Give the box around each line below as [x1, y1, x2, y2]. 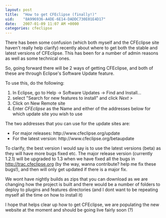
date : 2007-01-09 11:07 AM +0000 [5, 21, 79, 26]
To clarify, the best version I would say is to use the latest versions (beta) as [5, 145, 161, 151]
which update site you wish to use [12, 111, 83, 117]
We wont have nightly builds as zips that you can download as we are [5, 176, 148, 182]
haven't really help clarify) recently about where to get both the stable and [5, 45, 158, 51]
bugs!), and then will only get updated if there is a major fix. [5, 167, 128, 173]
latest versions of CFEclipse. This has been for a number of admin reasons [5, 50, 159, 56]
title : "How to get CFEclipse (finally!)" [5, 12, 97, 17]
